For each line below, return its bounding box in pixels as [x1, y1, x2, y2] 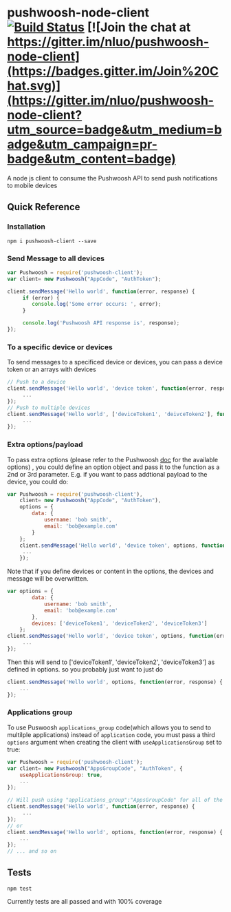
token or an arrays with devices [7, 365, 96, 373]
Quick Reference [7, 201, 80, 213]
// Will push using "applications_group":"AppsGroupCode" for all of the [7, 797, 223, 804]
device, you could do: [7, 477, 69, 486]
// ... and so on [7, 848, 57, 855]
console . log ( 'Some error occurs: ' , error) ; [32, 301, 162, 308]
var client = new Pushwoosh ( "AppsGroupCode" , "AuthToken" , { [7, 765, 184, 772]
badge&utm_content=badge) [7, 152, 177, 167]
